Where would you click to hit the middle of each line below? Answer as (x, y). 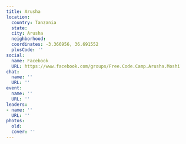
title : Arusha (24, 11)
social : (16, 55)
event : (14, 88)
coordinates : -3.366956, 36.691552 (55, 45)
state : (19, 28)
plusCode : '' (27, 50)
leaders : (17, 104)
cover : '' (23, 132)
